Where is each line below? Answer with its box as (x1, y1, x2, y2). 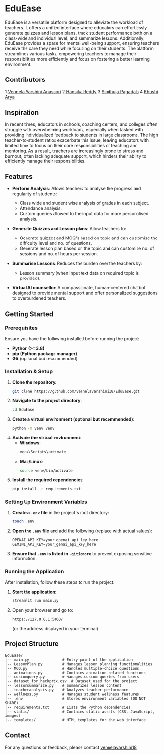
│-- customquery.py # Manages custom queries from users (5, 675, 139, 679)
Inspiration (5, 108, 39, 117)
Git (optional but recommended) (12, 356, 78, 362)
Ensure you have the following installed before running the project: (5, 336, 140, 342)
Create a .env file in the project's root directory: (12, 509, 109, 515)
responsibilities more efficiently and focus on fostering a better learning (5, 56, 150, 62)
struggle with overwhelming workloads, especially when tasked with (5, 126, 143, 132)
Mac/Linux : (19, 458, 43, 464)
